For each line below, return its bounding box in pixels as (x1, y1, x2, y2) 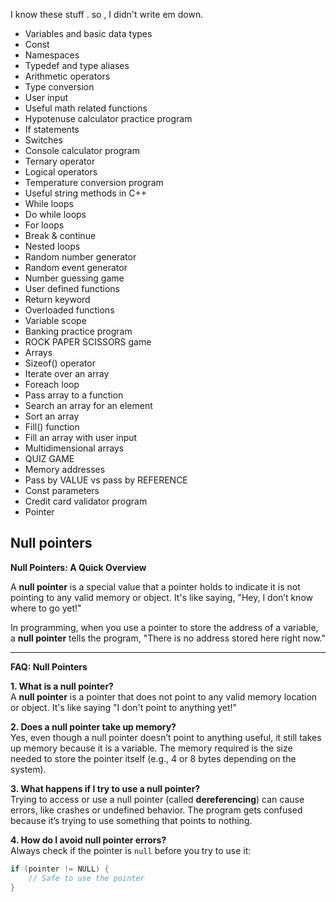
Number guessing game (24, 272, 125, 284)
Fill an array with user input (24, 432, 138, 443)
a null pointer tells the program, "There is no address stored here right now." (10, 632, 326, 644)
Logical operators (24, 166, 98, 178)
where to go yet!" (10, 602, 82, 614)
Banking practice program (24, 325, 133, 337)
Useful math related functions (24, 102, 148, 114)
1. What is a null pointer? (10, 680, 114, 692)
